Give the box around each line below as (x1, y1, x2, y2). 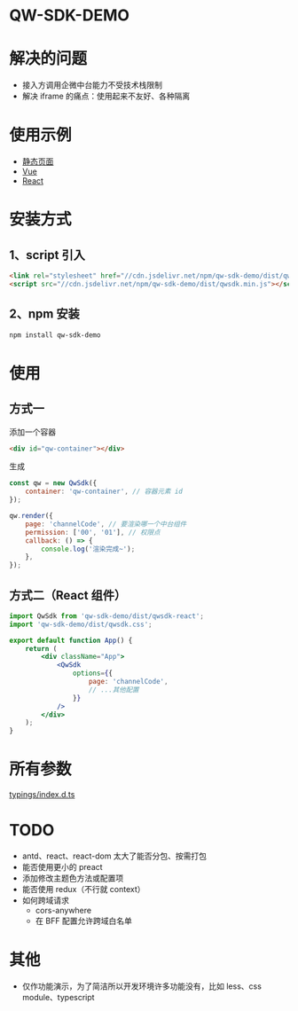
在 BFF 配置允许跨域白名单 (35, 915, 133, 927)
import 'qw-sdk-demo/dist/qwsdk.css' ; (9, 620, 153, 629)
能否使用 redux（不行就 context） (21, 884, 145, 895)
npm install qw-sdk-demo (9, 330, 101, 340)
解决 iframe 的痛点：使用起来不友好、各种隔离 (21, 90, 191, 102)
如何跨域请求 (21, 895, 69, 905)
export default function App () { (9, 636, 133, 645)
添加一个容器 (9, 427, 56, 437)
